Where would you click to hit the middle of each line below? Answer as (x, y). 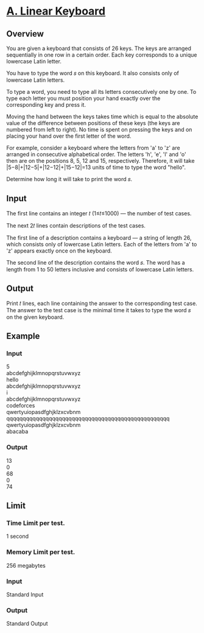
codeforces (21, 406)
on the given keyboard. (35, 317)
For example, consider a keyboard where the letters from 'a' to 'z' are (93, 148)
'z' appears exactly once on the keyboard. (59, 251)
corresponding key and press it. (46, 105)
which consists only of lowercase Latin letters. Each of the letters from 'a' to (102, 244)
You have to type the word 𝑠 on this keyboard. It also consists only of (93, 73)
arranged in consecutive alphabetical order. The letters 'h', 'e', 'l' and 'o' (97, 154)
